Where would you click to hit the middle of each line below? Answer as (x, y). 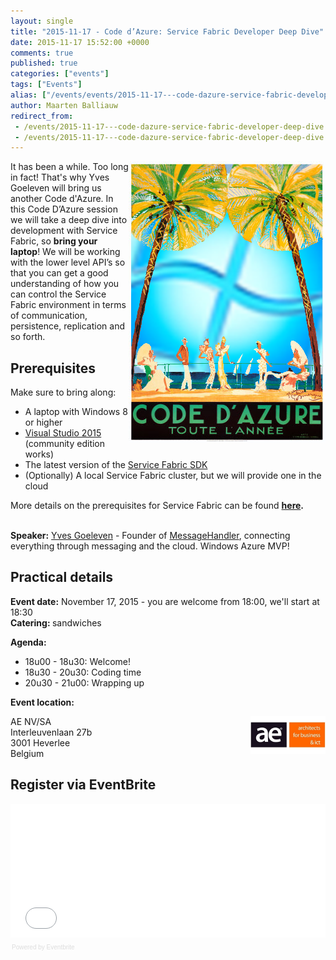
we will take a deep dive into (69, 220)
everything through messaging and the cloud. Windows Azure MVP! (150, 546)
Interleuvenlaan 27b (51, 732)
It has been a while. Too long (69, 167)
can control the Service (58, 294)
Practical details (62, 577)
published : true (44, 63)
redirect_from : (42, 116)
